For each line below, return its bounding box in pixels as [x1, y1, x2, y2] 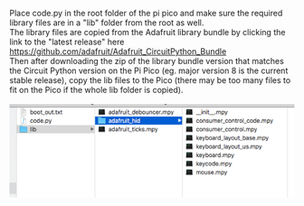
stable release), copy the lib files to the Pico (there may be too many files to [9, 75, 291, 85]
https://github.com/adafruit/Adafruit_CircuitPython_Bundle [9, 46, 227, 57]
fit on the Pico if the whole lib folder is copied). [9, 85, 184, 95]
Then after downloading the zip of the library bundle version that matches [9, 56, 285, 66]
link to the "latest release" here [9, 36, 125, 47]
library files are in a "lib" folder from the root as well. [9, 17, 204, 28]
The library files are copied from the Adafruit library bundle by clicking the [9, 27, 286, 37]
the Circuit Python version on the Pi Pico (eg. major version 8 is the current [9, 65, 289, 76]
